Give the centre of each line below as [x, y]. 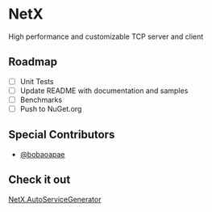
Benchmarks [41, 100]
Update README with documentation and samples [104, 91]
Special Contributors [62, 135]
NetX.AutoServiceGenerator [55, 199]
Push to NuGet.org [51, 108]
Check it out [39, 180]
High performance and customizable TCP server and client [106, 36]
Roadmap [33, 62]
